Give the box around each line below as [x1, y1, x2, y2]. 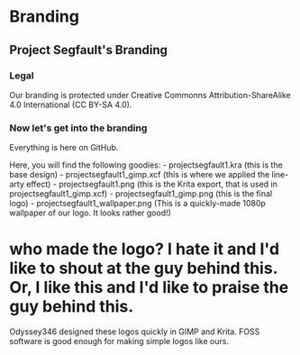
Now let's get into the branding [9, 122, 148, 134]
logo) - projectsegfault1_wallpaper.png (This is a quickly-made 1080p [9, 198, 266, 209]
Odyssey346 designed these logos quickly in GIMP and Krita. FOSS [9, 326, 260, 337]
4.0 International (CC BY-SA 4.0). [9, 99, 132, 110]
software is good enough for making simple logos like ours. [9, 336, 230, 347]
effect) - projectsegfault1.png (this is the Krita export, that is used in [26, 178, 277, 190]
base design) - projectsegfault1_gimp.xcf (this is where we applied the [9, 169, 270, 180]
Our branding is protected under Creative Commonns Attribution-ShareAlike [9, 89, 291, 100]
